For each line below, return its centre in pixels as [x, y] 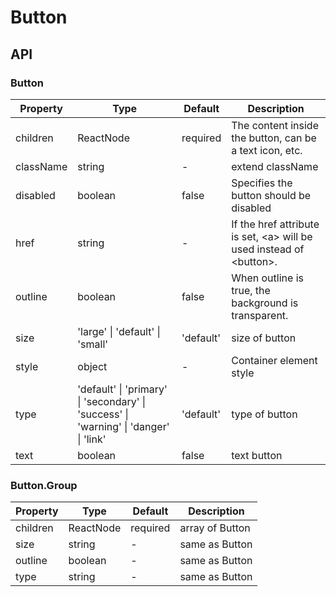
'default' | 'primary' [122, 389]
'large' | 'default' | [119, 331]
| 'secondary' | [112, 401]
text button [257, 455]
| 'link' [92, 439]
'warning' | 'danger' [123, 426]
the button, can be [274, 138]
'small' [93, 344]
